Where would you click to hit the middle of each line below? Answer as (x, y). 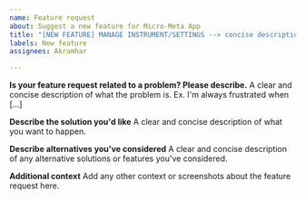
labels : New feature (49, 43)
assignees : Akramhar (49, 52)
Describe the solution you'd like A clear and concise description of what (146, 122)
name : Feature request (52, 18)
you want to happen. (48, 131)
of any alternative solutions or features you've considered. (119, 158)
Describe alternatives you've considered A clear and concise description (148, 149)
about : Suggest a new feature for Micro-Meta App (105, 26)
